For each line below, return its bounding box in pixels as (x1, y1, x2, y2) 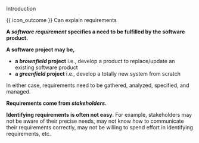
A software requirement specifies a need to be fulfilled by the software (6, 28, 185, 35)
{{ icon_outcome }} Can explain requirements (6, 17, 117, 23)
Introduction (6, 5, 36, 12)
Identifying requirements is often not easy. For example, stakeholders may (6, 111, 192, 118)
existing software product (14, 64, 78, 71)
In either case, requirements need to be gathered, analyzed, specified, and (6, 82, 189, 89)
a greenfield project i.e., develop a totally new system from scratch (14, 70, 181, 77)
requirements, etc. (6, 130, 51, 137)
